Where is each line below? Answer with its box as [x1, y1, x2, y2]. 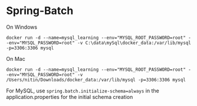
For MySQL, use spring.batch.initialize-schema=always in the [6, 87, 159, 94]
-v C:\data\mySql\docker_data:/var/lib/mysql [77, 40, 192, 46]
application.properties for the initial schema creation [6, 93, 133, 100]
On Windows [6, 23, 37, 30]
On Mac [6, 55, 25, 62]
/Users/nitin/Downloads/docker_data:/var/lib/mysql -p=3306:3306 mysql [6, 77, 186, 83]
